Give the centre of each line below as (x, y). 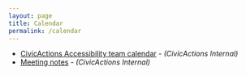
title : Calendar (36, 23)
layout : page (30, 16)
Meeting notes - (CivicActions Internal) (85, 62)
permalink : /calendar (45, 31)
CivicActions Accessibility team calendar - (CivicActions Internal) (129, 54)
